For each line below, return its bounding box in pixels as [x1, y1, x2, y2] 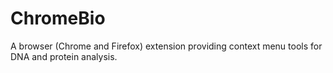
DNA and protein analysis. [10, 50, 118, 62]
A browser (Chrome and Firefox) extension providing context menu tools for [10, 40, 323, 52]
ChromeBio [10, 7, 106, 30]
